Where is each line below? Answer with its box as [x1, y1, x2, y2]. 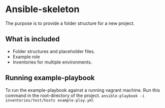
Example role [12, 53, 41, 60]
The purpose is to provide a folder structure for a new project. [5, 20, 135, 26]
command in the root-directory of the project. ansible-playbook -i [5, 92, 145, 98]
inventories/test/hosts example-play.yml [5, 97, 94, 103]
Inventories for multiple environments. [12, 59, 92, 65]
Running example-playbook [5, 74, 95, 82]
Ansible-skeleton [5, 4, 80, 15]
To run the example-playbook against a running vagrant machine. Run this [5, 87, 160, 93]
